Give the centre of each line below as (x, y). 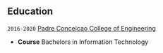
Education (30, 12)
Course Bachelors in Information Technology (83, 42)
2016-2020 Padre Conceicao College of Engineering (82, 28)
